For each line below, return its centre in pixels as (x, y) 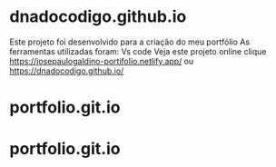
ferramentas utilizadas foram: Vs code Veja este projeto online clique (138, 51)
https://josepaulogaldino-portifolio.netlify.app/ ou (102, 61)
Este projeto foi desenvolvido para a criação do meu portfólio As (130, 42)
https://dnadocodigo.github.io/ (67, 71)
